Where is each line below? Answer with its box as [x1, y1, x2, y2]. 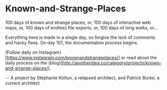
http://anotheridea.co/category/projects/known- [62, 60, 162, 66]
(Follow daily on [5, 49, 38, 55]
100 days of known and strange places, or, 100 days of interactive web [5, 19, 151, 25]
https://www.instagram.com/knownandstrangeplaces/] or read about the [7, 54, 157, 60]
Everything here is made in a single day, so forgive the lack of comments [5, 34, 155, 40]
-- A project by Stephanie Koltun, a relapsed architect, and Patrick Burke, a [5, 75, 159, 81]
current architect [5, 80, 40, 86]
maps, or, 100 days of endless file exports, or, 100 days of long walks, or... [5, 24, 158, 30]
